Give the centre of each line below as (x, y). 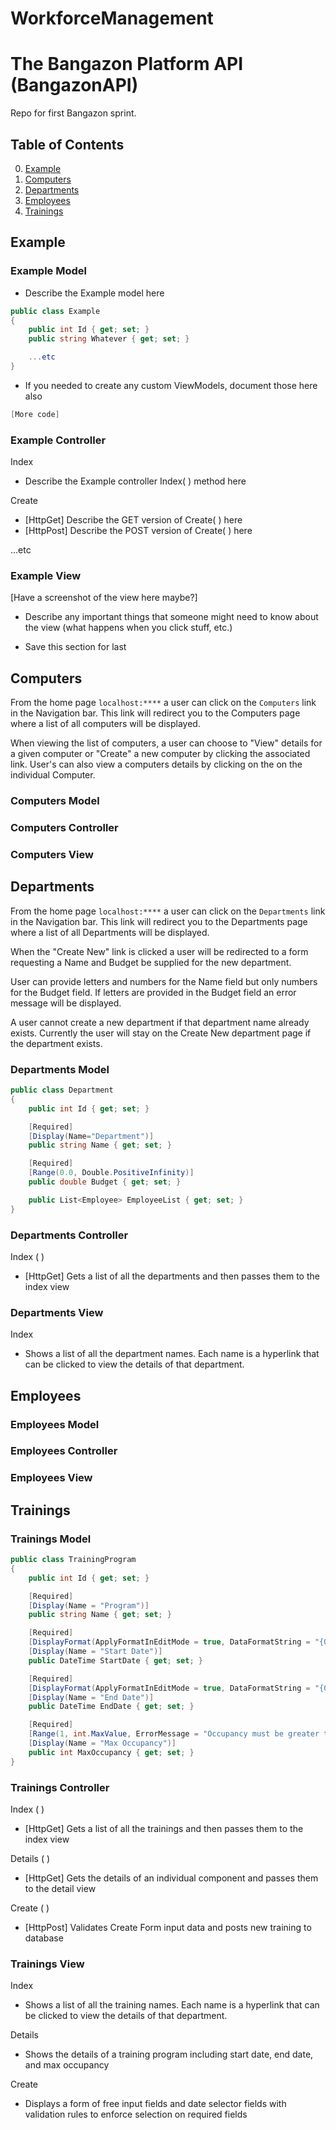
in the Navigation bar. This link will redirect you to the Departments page (159, 921)
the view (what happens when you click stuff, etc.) (128, 628)
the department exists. (56, 1043)
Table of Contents (67, 144)
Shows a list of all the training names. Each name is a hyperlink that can (172, 2005)
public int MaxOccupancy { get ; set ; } (111, 1752)
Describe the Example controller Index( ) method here (135, 481)
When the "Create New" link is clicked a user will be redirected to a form (159, 951)
